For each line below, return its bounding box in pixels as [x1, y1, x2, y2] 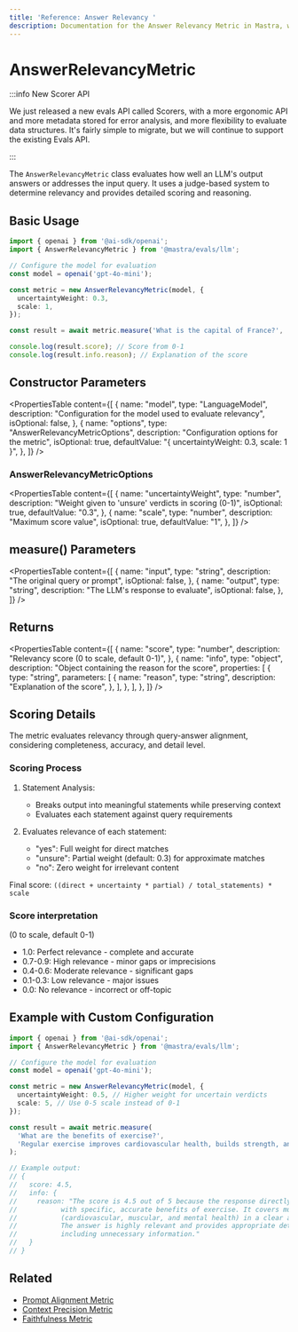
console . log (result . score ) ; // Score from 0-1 [9, 343, 184, 352]
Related [9, 1271, 53, 1286]
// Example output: [9, 1164, 82, 1173]
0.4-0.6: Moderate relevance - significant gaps [21, 965, 193, 977]
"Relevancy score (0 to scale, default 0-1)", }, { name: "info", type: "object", [9, 653, 284, 663]
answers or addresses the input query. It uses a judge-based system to [9, 178, 271, 189]
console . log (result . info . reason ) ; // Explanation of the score [9, 351, 248, 360]
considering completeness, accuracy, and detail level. [9, 740, 206, 750]
